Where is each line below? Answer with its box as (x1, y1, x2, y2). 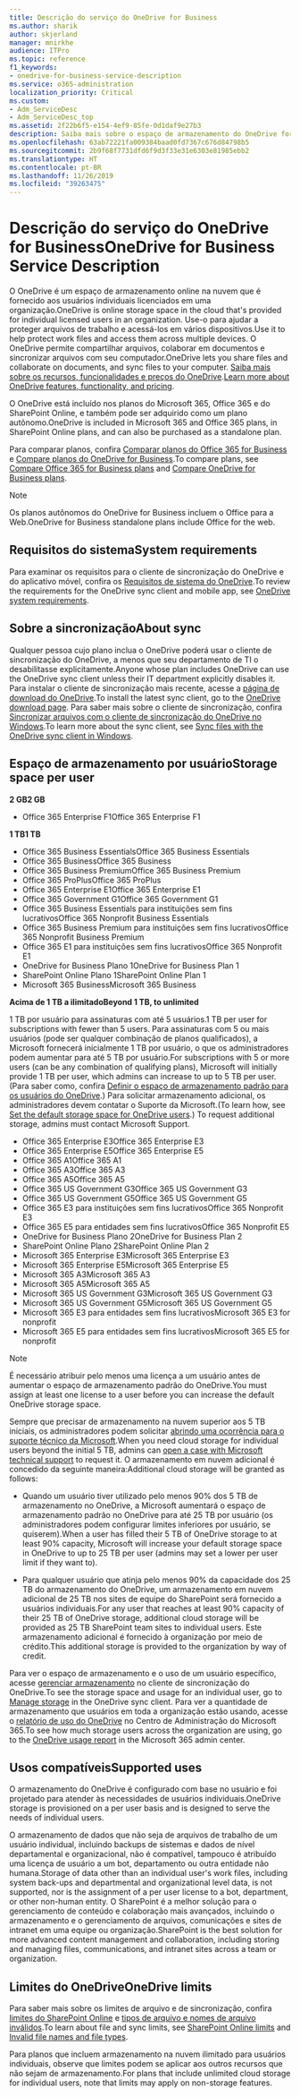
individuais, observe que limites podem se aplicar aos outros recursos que (9, 2059, 283, 2069)
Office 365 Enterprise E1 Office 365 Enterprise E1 (21, 883, 201, 895)
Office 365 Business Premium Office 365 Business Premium (21, 865, 241, 875)
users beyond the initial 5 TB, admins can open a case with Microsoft (9, 1445, 263, 1455)
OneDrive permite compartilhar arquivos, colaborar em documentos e (9, 343, 265, 354)
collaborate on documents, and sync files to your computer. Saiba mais (9, 362, 271, 372)
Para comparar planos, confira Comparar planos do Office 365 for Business (9, 444, 287, 455)
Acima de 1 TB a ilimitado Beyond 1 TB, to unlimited (9, 996, 199, 1007)
